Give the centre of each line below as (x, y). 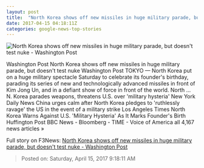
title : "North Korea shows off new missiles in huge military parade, (99, 18)
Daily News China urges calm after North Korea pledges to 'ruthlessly (93, 103)
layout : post (23, 12)
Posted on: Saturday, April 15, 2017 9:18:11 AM (78, 159)
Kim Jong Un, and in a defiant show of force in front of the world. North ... (99, 90)
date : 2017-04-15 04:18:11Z (42, 23)
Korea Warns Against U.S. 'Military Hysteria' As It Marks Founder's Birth (96, 116)
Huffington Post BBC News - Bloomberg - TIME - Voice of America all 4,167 (100, 123)
